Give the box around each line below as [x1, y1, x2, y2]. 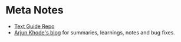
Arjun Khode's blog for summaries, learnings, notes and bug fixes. [14, 29, 175, 36]
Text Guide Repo [14, 23, 55, 30]
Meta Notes [5, 3, 64, 17]
